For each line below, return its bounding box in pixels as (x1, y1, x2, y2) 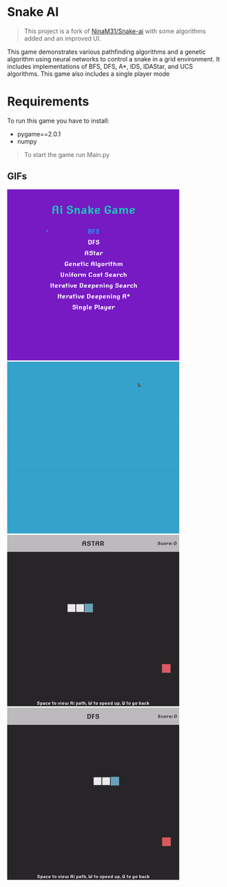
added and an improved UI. (23, 34, 102, 42)
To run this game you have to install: (7, 116, 110, 125)
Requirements (7, 94, 89, 110)
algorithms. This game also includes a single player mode (7, 70, 170, 78)
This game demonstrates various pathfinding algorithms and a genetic (7, 48, 206, 56)
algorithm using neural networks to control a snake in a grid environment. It (7, 54, 220, 63)
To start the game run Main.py (23, 150, 110, 159)
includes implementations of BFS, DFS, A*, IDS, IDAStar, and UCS (7, 62, 193, 70)
